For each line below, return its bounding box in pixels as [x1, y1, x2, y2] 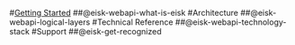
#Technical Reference [92, 17, 174, 27]
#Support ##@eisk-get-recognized [31, 26, 162, 36]
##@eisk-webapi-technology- [174, 17, 287, 27]
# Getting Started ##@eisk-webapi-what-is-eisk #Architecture [9, 8, 238, 18]
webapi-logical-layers [9, 17, 91, 27]
